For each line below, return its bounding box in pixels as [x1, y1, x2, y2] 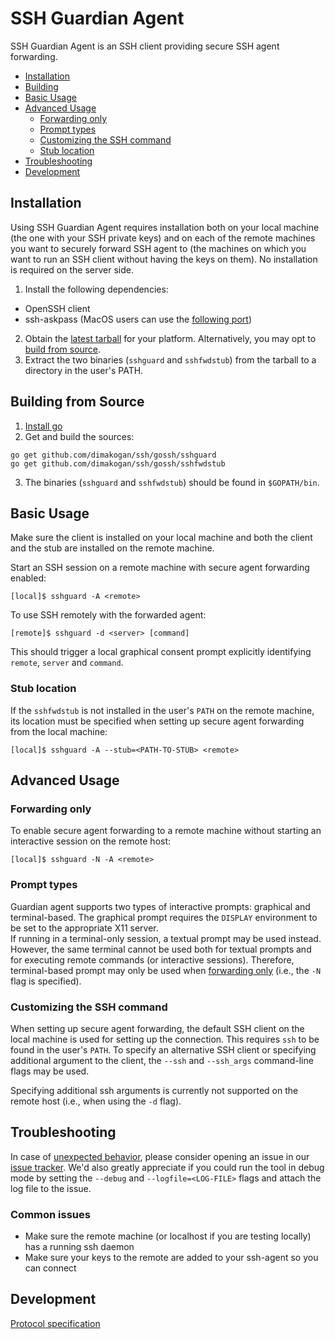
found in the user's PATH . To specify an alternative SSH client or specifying [10, 1043, 317, 1056]
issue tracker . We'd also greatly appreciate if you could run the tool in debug [10, 1161, 325, 1173]
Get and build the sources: [24, 430, 135, 442]
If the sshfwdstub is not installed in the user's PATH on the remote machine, [10, 704, 315, 716]
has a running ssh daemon [24, 1241, 135, 1253]
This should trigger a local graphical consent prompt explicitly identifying [10, 646, 312, 658]
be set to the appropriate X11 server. [10, 922, 159, 934]
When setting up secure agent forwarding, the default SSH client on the [10, 1022, 305, 1034]
